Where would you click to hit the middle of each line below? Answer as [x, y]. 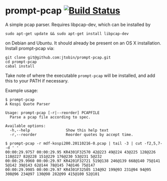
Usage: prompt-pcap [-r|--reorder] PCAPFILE [52, 112]
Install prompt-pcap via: [30, 48]
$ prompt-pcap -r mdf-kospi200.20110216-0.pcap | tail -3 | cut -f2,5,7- [84, 143]
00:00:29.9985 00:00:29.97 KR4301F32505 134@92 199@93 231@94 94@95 [78, 169]
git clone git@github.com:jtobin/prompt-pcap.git [58, 57]
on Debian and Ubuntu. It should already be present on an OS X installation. [83, 43]
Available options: [26, 126]
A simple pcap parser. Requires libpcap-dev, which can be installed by [78, 24]
